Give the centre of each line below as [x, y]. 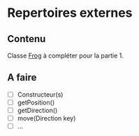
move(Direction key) [46, 118]
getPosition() [36, 102]
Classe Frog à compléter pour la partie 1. [66, 55]
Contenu [27, 39]
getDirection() [37, 110]
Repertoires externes [70, 13]
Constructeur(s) [40, 94]
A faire [22, 77]
